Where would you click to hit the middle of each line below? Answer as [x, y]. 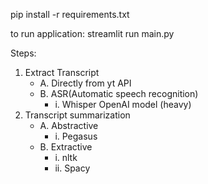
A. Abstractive [69, 125]
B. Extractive [66, 147]
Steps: [23, 53]
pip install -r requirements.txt [70, 14]
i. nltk [66, 157]
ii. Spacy [72, 168]
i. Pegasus [76, 136]
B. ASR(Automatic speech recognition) [119, 93]
